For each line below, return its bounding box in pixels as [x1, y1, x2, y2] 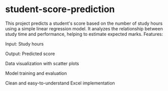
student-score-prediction [5, 4, 115, 15]
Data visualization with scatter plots [5, 60, 79, 66]
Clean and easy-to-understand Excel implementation [5, 80, 115, 86]
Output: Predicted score [5, 51, 55, 57]
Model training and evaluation [5, 70, 67, 76]
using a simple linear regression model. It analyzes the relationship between [5, 25, 163, 31]
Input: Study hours [5, 40, 44, 47]
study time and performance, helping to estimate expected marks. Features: [5, 31, 163, 37]
